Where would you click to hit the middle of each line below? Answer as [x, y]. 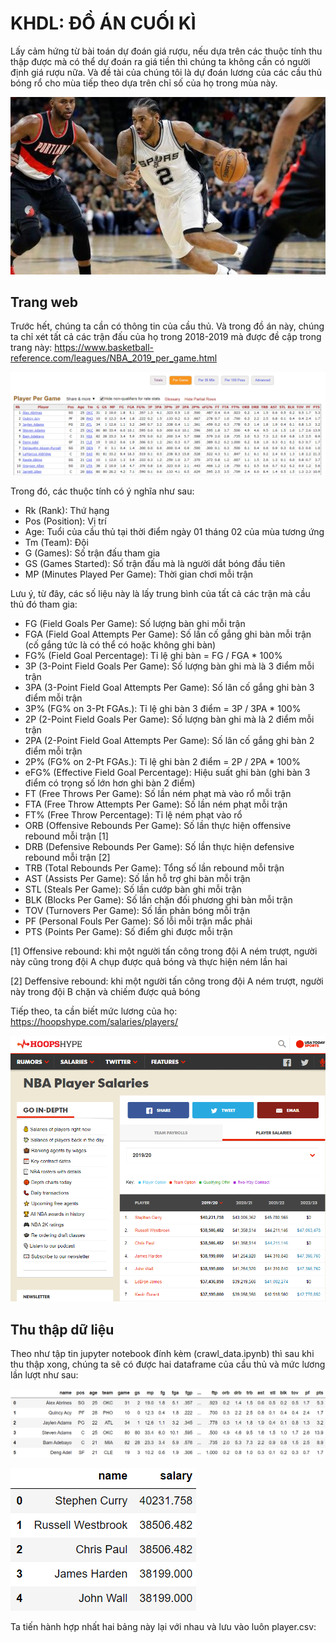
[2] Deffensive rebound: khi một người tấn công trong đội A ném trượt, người [167, 981]
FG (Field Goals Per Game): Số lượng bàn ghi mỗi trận [135, 623]
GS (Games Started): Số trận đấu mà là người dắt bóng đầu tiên [155, 563]
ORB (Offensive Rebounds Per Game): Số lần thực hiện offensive [158, 825]
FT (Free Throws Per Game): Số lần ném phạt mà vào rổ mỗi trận [158, 793]
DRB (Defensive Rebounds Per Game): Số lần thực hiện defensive [159, 846]
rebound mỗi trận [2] [67, 857]
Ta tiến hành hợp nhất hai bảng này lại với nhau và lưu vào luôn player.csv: [163, 1626]
